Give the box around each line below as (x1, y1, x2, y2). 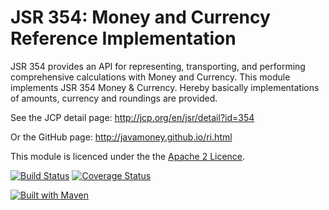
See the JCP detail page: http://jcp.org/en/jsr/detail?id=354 (10, 111, 255, 123)
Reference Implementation (10, 27, 237, 50)
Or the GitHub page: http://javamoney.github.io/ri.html (10, 131, 233, 143)
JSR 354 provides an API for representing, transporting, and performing (10, 60, 306, 72)
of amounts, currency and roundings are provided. (10, 92, 218, 104)
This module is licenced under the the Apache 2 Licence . (10, 150, 246, 162)
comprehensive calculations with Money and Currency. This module (10, 71, 291, 83)
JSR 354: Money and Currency (10, 6, 271, 29)
